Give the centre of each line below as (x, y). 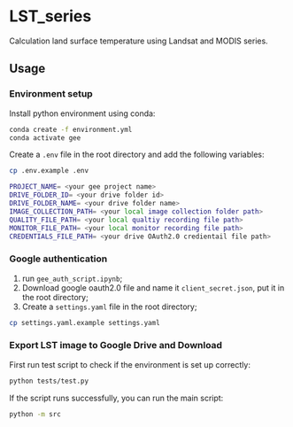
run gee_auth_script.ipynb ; (72, 278)
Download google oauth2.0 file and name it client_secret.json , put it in (153, 287)
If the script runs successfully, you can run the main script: (116, 398)
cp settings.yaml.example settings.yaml (85, 322)
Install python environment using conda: (82, 113)
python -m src (35, 414)
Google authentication (58, 259)
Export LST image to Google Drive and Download (116, 345)
